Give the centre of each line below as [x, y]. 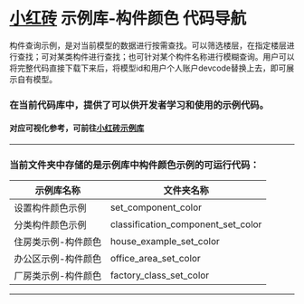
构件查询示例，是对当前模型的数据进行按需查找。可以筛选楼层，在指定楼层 [148, 45]
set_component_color [156, 207]
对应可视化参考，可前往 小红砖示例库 [77, 128]
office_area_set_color [155, 259]
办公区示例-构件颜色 [58, 259]
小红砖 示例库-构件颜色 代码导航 [128, 19]
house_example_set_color [165, 242]
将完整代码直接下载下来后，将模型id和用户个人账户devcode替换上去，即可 [148, 68]
